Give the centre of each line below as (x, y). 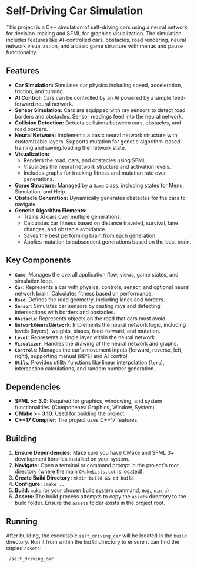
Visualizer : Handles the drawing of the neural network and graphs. (96, 343)
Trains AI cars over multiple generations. (72, 216)
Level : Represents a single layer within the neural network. (86, 337)
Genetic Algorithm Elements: (51, 210)
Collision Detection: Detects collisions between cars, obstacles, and (98, 123)
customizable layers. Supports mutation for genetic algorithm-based (97, 141)
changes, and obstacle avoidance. (65, 229)
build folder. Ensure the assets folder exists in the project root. (90, 503)
